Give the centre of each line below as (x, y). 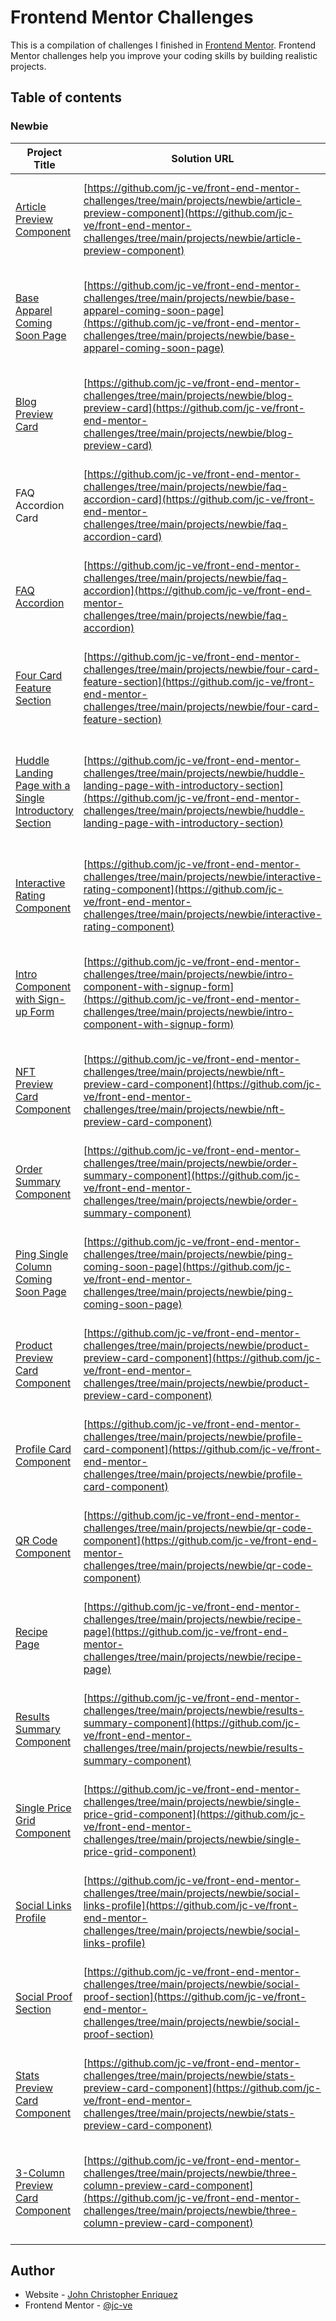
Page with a (43, 785)
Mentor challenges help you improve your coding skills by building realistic (164, 55)
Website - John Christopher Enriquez (101, 2295)
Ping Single (42, 1254)
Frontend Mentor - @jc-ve (78, 2305)
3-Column (40, 2173)
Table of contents (66, 97)
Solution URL (203, 158)
